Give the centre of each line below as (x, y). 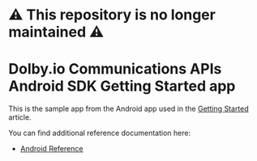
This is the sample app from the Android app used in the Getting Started (128, 109)
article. (20, 117)
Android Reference (51, 149)
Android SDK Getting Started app (122, 86)
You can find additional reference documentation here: (100, 133)
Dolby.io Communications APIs (115, 69)
